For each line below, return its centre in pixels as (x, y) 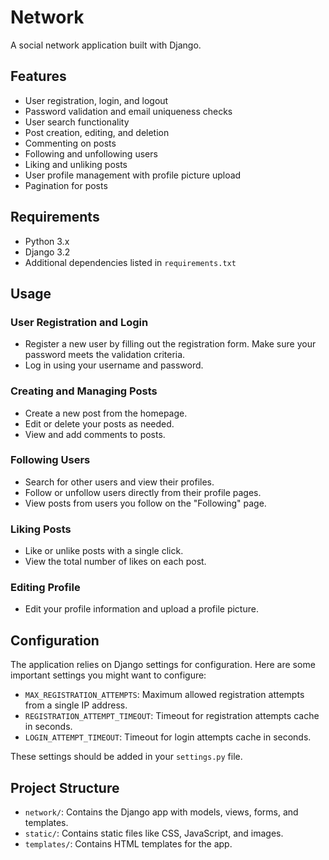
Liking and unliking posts (76, 164)
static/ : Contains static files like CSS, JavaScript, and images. (154, 833)
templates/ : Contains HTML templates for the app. (128, 844)
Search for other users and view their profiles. (119, 482)
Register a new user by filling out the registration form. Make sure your (170, 344)
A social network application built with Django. (106, 45)
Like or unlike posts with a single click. (104, 551)
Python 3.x (47, 241)
